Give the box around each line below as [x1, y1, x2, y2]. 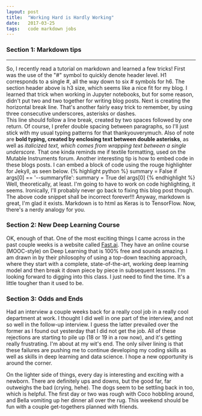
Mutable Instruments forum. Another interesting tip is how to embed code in [6, 154, 194, 162]
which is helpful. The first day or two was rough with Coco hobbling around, [6, 390, 195, 398]
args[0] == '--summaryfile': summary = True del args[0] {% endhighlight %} [6, 174, 195, 181]
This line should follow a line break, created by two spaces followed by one [6, 116, 192, 124]
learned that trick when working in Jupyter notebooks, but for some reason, [6, 90, 194, 98]
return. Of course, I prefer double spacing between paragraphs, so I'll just [6, 122, 189, 130]
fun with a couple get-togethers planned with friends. [6, 403, 139, 411]
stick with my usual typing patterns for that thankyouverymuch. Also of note [6, 129, 194, 136]
